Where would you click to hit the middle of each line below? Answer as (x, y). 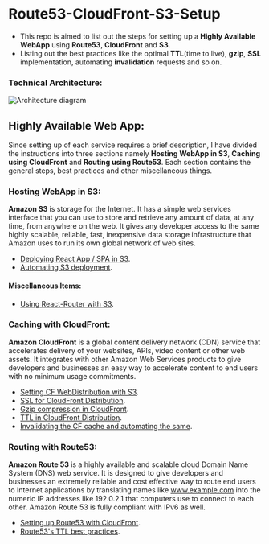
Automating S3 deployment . (66, 267)
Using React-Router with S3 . (67, 303)
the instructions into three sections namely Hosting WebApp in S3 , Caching (134, 154)
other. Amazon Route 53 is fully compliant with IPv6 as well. (107, 507)
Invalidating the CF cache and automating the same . (106, 426)
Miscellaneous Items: (45, 286)
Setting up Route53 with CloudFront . (80, 523)
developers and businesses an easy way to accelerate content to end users (133, 368)
